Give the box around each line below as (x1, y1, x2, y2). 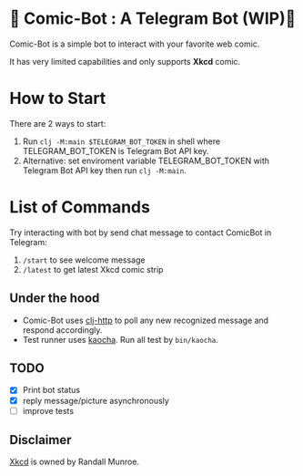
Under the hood (9, 291, 100, 306)
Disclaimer (9, 432, 72, 448)
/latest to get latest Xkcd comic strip (22, 264, 164, 274)
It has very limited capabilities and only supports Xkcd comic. (9, 56, 241, 67)
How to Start (9, 88, 106, 109)
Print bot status (22, 385, 80, 396)
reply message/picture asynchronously (22, 395, 170, 406)
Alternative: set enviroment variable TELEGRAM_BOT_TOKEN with (22, 155, 270, 166)
